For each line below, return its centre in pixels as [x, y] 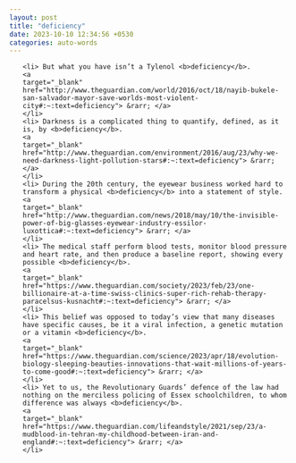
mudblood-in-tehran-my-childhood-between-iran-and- [120, 434]
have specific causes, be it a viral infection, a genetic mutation [152, 325]
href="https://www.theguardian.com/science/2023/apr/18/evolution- [150, 357]
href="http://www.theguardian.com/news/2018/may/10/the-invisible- [150, 215]
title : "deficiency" [48, 26]
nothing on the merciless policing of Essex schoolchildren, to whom [155, 396]
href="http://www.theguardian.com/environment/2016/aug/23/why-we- [150, 153]
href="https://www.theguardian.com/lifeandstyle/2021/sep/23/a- [144, 427]
